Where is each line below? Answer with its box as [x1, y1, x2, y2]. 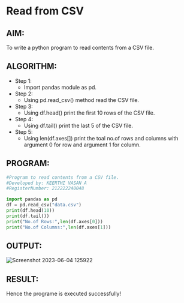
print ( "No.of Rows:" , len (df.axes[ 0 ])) [6, 218, 103, 224]
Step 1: [14, 77, 32, 85]
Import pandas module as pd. [23, 83, 97, 91]
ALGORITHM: [6, 61, 57, 71]
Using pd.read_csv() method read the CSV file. [23, 96, 140, 103]
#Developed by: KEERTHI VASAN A [6, 180, 87, 186]
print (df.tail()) [6, 213, 50, 219]
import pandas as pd [6, 196, 58, 202]
